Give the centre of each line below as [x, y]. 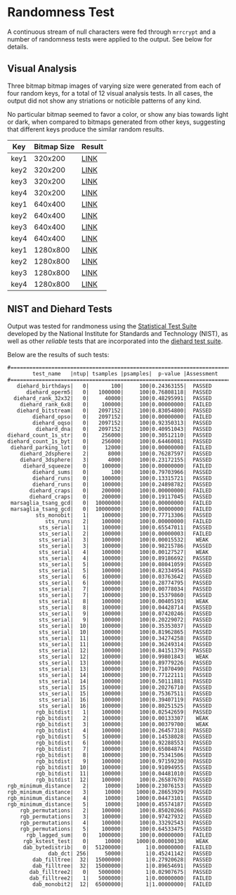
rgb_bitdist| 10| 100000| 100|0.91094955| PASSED [124, 767]
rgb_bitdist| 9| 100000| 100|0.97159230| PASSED [124, 761]
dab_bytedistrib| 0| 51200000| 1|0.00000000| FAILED [117, 847]
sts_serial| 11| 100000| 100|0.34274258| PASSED [125, 638]
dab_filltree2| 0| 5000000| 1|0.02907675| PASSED [120, 872]
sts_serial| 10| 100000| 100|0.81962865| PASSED [125, 632]
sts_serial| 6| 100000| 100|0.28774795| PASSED [125, 583]
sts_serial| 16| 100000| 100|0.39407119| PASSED [125, 700]
